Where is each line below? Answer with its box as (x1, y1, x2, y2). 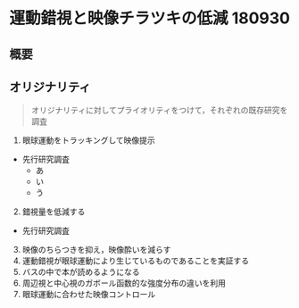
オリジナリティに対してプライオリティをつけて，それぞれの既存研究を (30, 104, 288, 116)
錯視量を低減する (21, 206, 86, 217)
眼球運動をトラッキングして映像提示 (21, 135, 155, 146)
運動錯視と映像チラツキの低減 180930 (9, 8, 290, 29)
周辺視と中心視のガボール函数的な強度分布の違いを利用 (21, 278, 226, 288)
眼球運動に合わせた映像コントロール (21, 289, 156, 300)
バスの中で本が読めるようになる (21, 267, 140, 278)
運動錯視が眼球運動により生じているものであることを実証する (21, 255, 250, 266)
